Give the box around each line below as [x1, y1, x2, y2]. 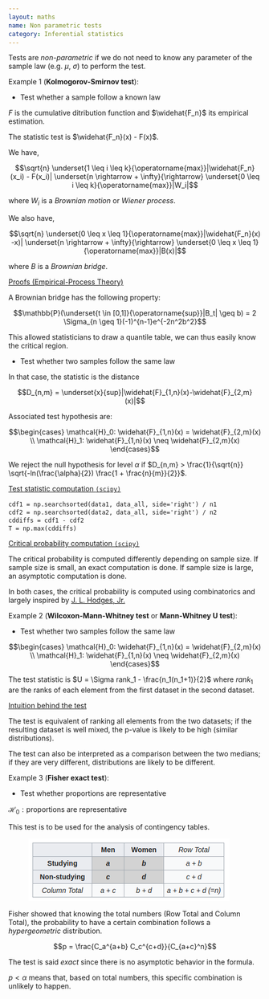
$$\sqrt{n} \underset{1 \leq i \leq [14, 163, 123, 173]
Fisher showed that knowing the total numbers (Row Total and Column [8, 908, 241, 919]
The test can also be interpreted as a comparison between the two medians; [8, 748, 261, 758]
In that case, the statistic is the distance [8, 372, 140, 381]
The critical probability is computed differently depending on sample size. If [8, 554, 259, 564]
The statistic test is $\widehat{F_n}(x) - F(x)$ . [8, 133, 159, 142]
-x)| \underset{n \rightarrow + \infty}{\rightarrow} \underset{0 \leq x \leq [10, 238, 251, 247]
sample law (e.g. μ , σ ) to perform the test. [8, 61, 146, 71]
